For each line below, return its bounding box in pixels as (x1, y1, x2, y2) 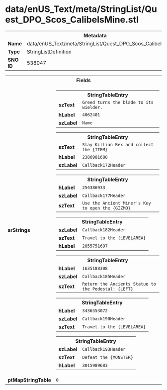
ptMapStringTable (7, 377, 51, 384)
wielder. (82, 104, 103, 110)
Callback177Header (82, 193, 126, 198)
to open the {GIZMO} (82, 205, 131, 211)
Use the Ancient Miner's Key (82, 200, 151, 206)
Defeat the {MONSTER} (82, 354, 133, 360)
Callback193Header (82, 346, 126, 352)
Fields (76, 77, 91, 84)
